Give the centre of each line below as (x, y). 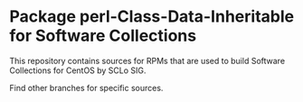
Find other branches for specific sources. (86, 88)
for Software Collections (103, 36)
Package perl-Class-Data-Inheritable (152, 17)
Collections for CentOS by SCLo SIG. (78, 70)
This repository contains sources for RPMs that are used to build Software (147, 60)
